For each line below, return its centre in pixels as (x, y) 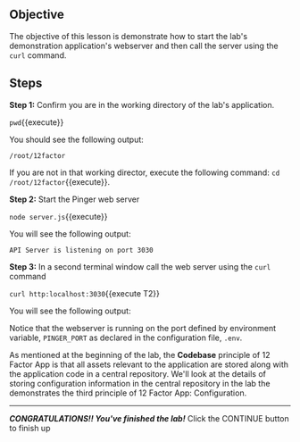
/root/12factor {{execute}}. (60, 181)
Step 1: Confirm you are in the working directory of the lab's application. (142, 104)
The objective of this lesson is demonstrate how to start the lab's (129, 36)
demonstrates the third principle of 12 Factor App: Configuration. (128, 393)
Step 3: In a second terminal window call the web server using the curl (140, 266)
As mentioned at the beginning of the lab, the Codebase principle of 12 (140, 354)
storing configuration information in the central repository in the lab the (140, 383)
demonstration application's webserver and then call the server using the (144, 46)
